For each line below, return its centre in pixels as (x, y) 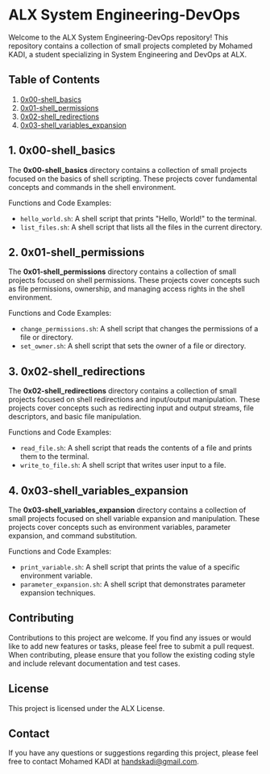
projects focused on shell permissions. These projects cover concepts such (134, 280)
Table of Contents (54, 80)
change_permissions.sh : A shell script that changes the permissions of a (139, 329)
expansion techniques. (58, 593)
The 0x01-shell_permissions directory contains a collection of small (122, 271)
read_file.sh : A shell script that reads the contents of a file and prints (136, 448)
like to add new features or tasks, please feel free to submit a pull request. (131, 646)
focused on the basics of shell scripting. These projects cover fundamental (133, 179)
